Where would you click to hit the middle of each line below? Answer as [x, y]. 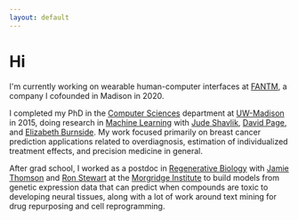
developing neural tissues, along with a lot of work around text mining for [143, 196]
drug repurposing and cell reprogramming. [87, 206]
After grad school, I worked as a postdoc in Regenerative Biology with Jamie [149, 168]
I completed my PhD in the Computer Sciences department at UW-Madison [147, 113]
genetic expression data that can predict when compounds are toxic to [139, 187]
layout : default [39, 17]
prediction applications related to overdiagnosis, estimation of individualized [149, 141]
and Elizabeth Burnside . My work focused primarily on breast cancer [135, 132]
